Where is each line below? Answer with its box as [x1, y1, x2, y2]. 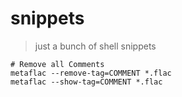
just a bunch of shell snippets [34, 40, 157, 52]
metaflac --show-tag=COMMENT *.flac [10, 77, 163, 87]
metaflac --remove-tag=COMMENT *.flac [10, 68, 172, 78]
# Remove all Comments [10, 59, 105, 69]
